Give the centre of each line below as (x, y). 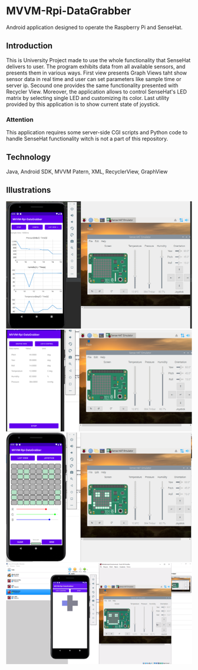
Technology (29, 157)
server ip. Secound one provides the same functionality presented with (92, 85)
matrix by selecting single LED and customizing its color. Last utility (88, 98)
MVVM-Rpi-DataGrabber (69, 11)
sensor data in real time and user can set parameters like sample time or (94, 79)
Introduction (29, 46)
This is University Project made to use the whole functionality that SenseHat (98, 60)
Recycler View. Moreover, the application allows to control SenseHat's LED (97, 91)
